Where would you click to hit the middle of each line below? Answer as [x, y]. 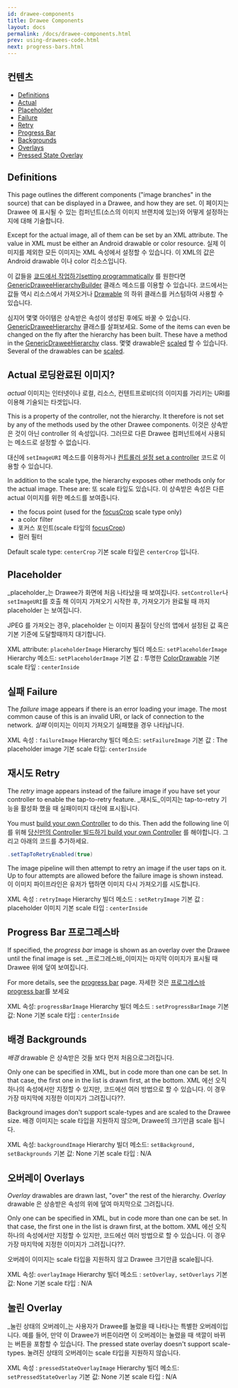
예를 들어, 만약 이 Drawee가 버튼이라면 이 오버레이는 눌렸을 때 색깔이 [117, 1335]
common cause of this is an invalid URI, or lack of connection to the [106, 717]
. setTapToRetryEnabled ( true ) [50, 854]
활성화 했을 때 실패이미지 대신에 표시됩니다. [80, 808]
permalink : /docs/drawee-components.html [69, 34]
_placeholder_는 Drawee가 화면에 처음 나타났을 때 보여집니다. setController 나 [118, 593]
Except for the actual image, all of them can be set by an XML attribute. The [118, 235]
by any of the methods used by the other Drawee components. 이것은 [108, 425]
